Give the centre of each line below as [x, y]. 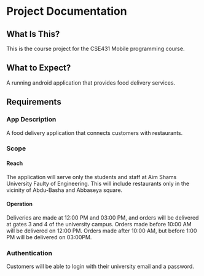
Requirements [34, 102]
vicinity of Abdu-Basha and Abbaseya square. [65, 190]
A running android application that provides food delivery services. [91, 82]
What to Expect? [39, 68]
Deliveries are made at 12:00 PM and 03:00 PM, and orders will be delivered [103, 217]
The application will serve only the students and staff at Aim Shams [92, 177]
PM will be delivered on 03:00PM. [49, 237]
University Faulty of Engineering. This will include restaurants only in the [98, 183]
